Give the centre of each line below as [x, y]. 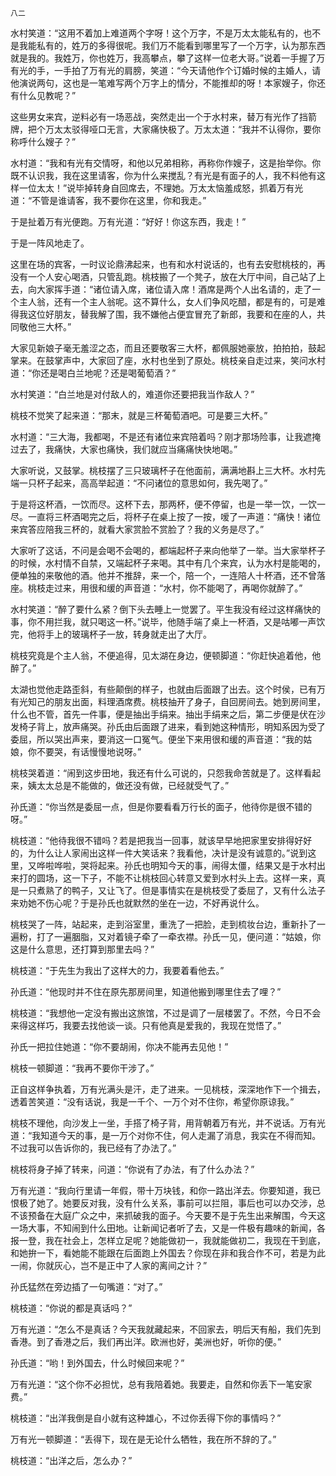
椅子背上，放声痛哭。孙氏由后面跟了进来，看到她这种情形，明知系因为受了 [172, 726]
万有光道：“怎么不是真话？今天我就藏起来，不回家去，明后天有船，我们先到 [166, 1329]
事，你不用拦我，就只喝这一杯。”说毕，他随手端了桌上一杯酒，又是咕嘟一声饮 [168, 621]
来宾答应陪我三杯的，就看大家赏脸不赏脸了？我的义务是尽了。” [137, 529]
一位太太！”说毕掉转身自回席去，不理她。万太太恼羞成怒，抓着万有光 [161, 188]
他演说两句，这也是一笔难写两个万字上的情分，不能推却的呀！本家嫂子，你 [163, 83]
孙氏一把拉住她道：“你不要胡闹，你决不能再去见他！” [119, 1046]
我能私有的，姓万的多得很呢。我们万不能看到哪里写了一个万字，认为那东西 [172, 45]
